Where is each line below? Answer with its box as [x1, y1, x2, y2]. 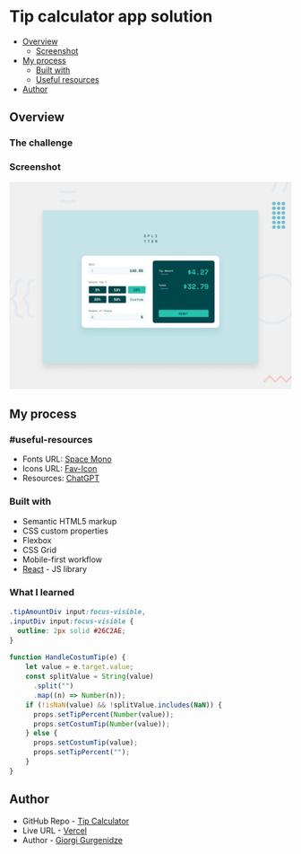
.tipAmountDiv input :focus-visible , [9, 607, 146, 616]
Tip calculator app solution [9, 6, 213, 27]
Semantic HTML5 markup [21, 515, 117, 526]
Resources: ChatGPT [21, 473, 100, 484]
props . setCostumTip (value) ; [32, 738, 139, 747]
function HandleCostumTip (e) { [9, 653, 126, 662]
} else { [25, 729, 58, 738]
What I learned [9, 585, 74, 598]
